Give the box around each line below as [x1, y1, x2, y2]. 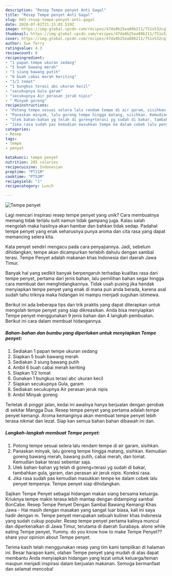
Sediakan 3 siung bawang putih [12, 359, 79, 365]
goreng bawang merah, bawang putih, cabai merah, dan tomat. [12, 454, 146, 460]
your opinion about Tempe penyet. [18, 534, 91, 541]
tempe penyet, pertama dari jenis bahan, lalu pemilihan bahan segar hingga [5, 275, 164, 282]
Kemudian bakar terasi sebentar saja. [12, 459, 91, 465]
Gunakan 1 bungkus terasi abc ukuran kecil [12, 375, 103, 382]
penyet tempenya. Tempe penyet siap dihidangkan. [12, 481, 121, 487]
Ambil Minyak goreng [12, 392, 58, 398]
